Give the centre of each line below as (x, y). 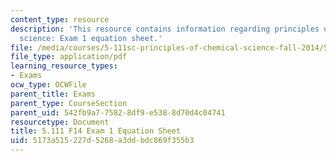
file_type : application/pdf (69, 57)
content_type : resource (60, 19)
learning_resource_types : (64, 66)
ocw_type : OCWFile (48, 85)
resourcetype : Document (60, 122)
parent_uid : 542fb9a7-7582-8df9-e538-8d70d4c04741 (118, 112)
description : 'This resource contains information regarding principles (165, 29)
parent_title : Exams (53, 94)
